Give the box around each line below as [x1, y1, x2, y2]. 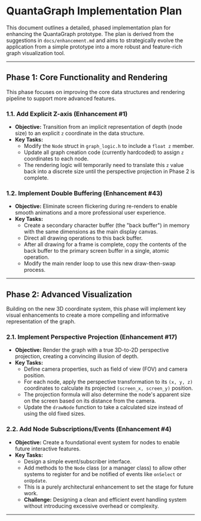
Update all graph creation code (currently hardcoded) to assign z [23, 149, 184, 156]
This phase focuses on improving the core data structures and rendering [6, 88, 185, 95]
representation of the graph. [6, 318, 76, 325]
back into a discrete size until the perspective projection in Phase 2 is [23, 168, 195, 175]
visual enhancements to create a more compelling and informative [6, 311, 169, 319]
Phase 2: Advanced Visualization [6, 289, 133, 299]
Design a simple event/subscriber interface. [23, 458, 132, 465]
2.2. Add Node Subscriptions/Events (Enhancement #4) [6, 425, 172, 434]
